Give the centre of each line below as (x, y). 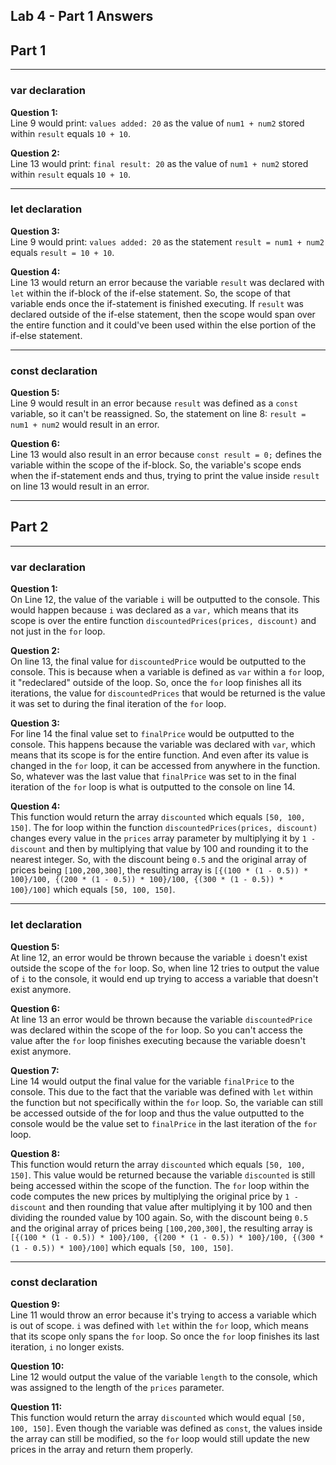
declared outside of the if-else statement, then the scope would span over (163, 314)
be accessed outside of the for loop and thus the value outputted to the (157, 1113)
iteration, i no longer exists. (67, 1346)
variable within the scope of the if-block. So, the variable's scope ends (156, 465)
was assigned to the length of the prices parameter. (117, 1387)
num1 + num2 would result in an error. (85, 425)
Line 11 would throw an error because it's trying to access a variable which (163, 1315)
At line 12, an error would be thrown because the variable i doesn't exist (159, 957)
